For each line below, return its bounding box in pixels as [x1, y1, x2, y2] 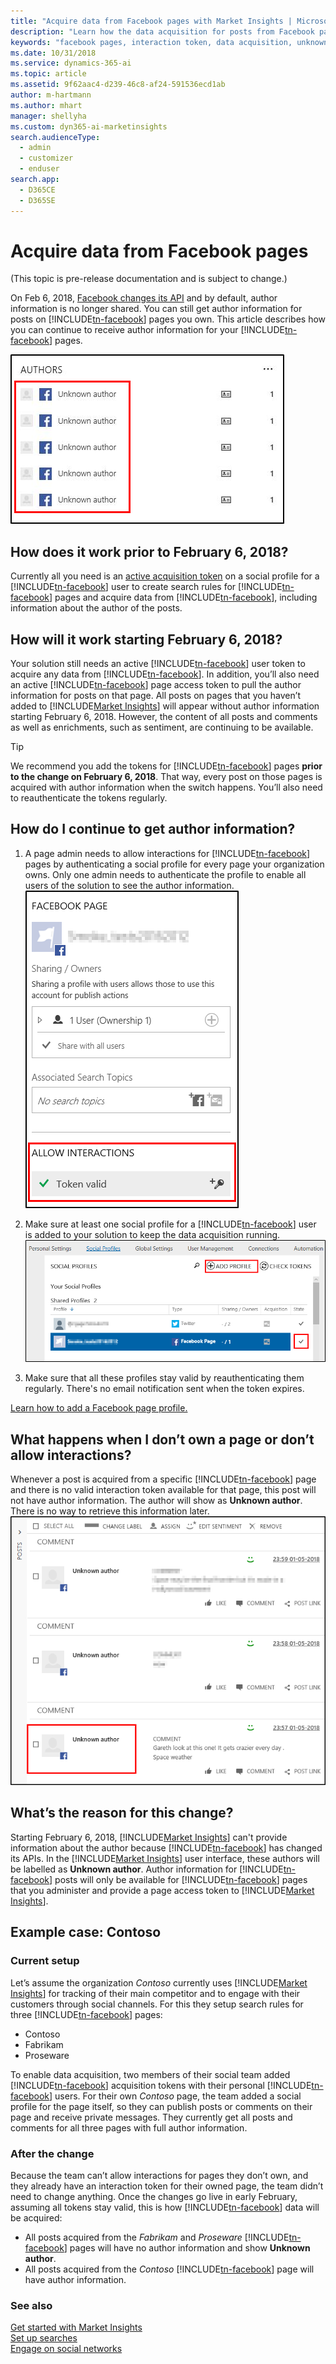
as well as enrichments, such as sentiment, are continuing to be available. [10, 721, 314, 734]
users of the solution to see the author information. [24, 879, 235, 891]
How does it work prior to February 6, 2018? [10, 543, 289, 560]
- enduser [19, 164, 60, 174]
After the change [10, 2146, 95, 2160]
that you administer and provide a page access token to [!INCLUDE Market [10, 1884, 315, 1896]
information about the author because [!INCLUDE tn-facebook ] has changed [10, 1841, 323, 1854]
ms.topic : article [10, 69, 87, 79]
